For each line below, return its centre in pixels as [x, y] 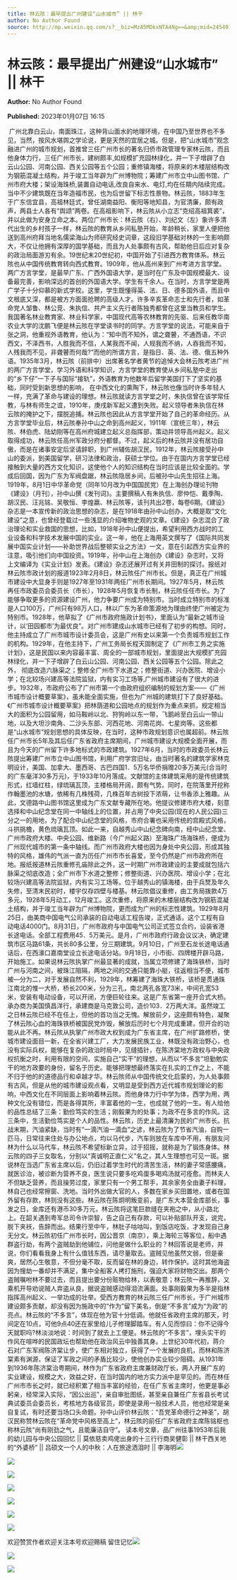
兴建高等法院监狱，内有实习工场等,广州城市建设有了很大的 [129, 679]
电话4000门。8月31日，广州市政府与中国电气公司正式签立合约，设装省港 [119, 926]
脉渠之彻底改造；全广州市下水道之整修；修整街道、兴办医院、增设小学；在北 [119, 873]
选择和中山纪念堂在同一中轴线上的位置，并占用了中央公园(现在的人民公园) [115, 812]
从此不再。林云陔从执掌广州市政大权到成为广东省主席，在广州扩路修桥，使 [121, 1032]
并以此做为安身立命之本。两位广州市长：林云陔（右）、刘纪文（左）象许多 [114, 220]
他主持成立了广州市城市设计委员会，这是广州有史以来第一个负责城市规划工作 [119, 635]
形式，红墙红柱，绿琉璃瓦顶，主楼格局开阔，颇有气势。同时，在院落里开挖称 [119, 785]
